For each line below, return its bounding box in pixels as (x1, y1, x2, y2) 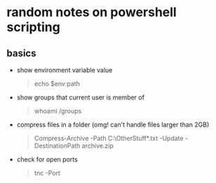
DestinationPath (34, 141, 81, 150)
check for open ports (16, 156, 78, 163)
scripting (6, 19, 60, 35)
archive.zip (81, 141, 114, 150)
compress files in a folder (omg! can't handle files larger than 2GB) (16, 120, 210, 129)
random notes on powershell (6, 4, 177, 20)
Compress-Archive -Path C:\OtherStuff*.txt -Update (34, 134, 184, 142)
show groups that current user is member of (16, 93, 145, 101)
